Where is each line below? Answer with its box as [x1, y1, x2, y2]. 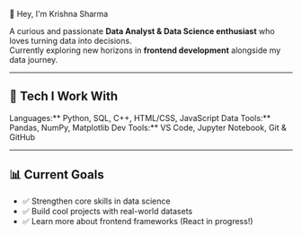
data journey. [9, 55, 58, 65]
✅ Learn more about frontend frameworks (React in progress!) [22, 215, 253, 226]
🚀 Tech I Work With [9, 89, 119, 104]
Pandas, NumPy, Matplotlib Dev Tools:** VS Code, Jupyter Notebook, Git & [9, 122, 288, 133]
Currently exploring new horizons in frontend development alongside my [9, 45, 281, 56]
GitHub [9, 131, 36, 143]
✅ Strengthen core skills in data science [22, 196, 171, 206]
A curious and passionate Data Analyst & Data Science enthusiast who [9, 26, 276, 36]
